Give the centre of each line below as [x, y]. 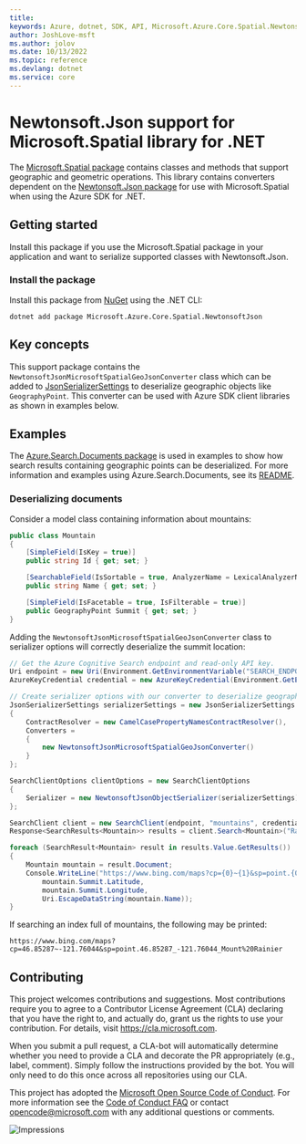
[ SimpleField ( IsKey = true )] [81, 553]
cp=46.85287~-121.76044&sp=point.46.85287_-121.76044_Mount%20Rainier [146, 950]
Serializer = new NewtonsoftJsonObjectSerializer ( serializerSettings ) [163, 798]
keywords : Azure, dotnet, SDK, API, [79, 26]
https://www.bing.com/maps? [63, 941]
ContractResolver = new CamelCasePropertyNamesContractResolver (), [156, 722]
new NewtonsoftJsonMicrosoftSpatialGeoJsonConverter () [148, 748]
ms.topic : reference [49, 60]
